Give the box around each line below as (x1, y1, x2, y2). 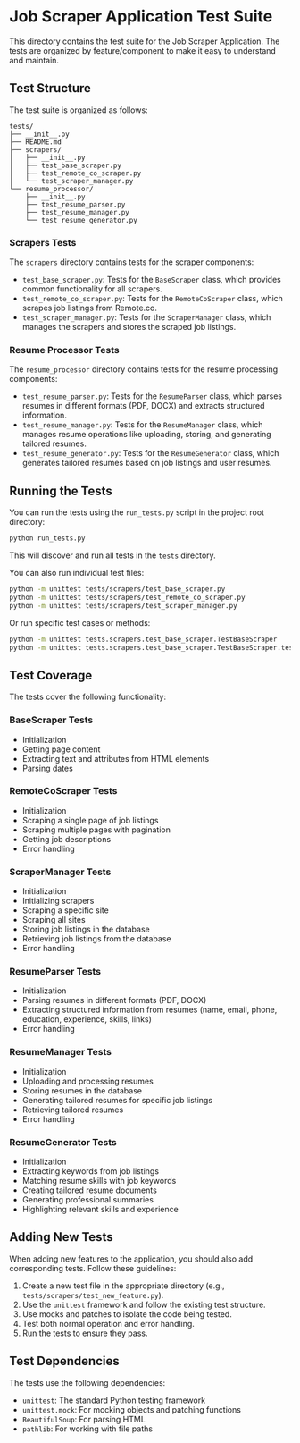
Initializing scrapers (21, 896, 95, 907)
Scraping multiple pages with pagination (21, 824, 171, 835)
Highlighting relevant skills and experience (21, 1204, 179, 1214)
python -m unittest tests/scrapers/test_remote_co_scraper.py (9, 593, 246, 602)
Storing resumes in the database (21, 1084, 143, 1096)
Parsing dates (21, 763, 73, 773)
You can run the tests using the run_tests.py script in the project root (9, 507, 265, 518)
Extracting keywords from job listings (21, 1166, 159, 1177)
